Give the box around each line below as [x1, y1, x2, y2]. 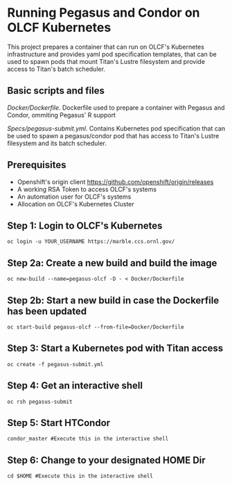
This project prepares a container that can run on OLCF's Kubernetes [7, 42, 204, 51]
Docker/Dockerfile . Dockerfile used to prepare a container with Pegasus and [7, 103, 225, 112]
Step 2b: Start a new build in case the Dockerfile [7, 294, 220, 306]
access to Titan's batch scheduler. [7, 65, 106, 73]
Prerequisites [7, 159, 66, 171]
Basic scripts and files [7, 85, 105, 97]
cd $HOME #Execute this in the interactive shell [7, 472, 154, 480]
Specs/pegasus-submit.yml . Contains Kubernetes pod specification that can [7, 124, 226, 133]
